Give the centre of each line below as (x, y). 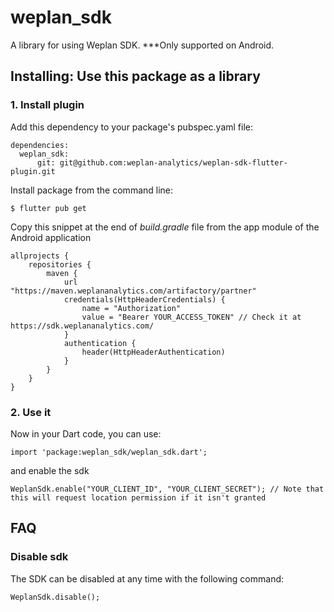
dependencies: (40, 145)
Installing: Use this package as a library (135, 76)
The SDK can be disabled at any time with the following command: (147, 578)
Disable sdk (39, 557)
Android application (51, 237)
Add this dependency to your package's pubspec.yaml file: (132, 127)
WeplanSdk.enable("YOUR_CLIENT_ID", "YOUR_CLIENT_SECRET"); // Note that (167, 489)
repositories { (60, 264)
